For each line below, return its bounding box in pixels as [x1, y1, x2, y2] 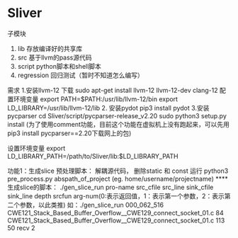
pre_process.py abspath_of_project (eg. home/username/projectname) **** [7, 174, 229, 183]
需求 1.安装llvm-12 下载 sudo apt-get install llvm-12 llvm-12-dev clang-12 [7, 86, 218, 94]
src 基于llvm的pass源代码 [17, 53, 92, 62]
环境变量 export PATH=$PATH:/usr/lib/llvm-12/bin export [13, 94, 178, 103]
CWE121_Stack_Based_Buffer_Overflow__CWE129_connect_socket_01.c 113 [7, 216, 225, 225]
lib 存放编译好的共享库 [17, 44, 83, 52]
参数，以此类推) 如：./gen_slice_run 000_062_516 [19, 200, 164, 209]
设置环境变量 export [7, 144, 66, 152]
